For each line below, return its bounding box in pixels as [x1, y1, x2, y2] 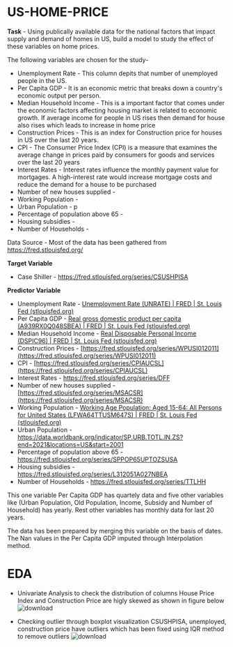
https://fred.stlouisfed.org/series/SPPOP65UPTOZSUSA [17, 455, 178, 464]
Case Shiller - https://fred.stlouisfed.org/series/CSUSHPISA [17, 273, 188, 281]
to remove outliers [17, 632, 70, 640]
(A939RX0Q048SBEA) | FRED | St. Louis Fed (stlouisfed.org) [17, 321, 191, 330]
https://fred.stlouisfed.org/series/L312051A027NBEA [17, 470, 168, 478]
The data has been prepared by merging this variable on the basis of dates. [7, 526, 223, 535]
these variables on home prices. [7, 42, 99, 50]
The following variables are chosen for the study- [7, 55, 149, 63]
